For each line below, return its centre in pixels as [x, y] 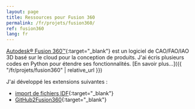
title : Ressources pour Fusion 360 [51, 17]
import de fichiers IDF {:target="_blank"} [64, 93]
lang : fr [17, 34]
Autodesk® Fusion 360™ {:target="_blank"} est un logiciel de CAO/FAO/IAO [97, 51]
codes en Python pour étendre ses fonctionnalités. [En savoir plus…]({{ [94, 64]
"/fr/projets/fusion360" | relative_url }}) [54, 70]
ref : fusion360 [25, 28]
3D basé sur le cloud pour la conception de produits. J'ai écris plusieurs [95, 57]
